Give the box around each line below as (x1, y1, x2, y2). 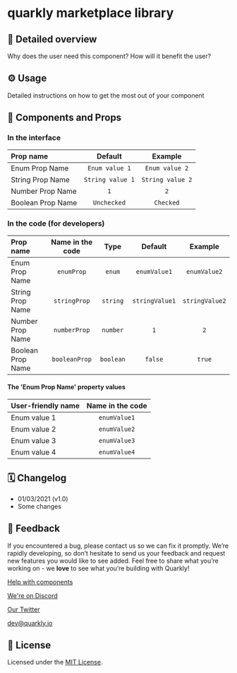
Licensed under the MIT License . (7, 658, 103, 667)
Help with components (7, 577, 73, 586)
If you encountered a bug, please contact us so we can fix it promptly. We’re (7, 541, 229, 550)
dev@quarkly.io (7, 619, 53, 627)
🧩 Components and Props (7, 112, 122, 124)
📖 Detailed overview (7, 33, 97, 45)
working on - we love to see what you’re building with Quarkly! (7, 564, 190, 573)
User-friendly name (11, 401, 80, 410)
